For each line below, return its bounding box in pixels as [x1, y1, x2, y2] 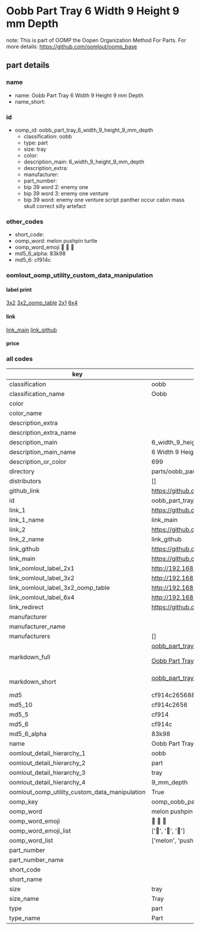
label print [6, 286, 32, 293]
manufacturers [9, 632, 51, 641]
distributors [9, 477, 42, 486]
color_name [9, 409, 42, 418]
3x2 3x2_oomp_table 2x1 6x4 [6, 299, 78, 307]
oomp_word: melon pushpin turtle [14, 237, 98, 245]
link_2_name [9, 535, 45, 543]
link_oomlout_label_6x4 [9, 594, 75, 602]
